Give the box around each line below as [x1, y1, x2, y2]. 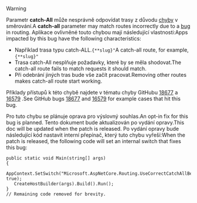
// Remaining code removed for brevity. [6, 191, 107, 197]
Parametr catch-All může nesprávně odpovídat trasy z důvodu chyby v [6, 16, 178, 23]
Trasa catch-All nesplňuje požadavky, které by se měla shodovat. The [14, 59, 182, 66]
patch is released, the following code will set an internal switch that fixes [6, 138, 182, 144]
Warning [6, 5, 26, 12]
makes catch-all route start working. [14, 77, 103, 84]
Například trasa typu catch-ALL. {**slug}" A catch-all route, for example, [14, 46, 189, 53]
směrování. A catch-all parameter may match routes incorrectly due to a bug [6, 23, 191, 29]
